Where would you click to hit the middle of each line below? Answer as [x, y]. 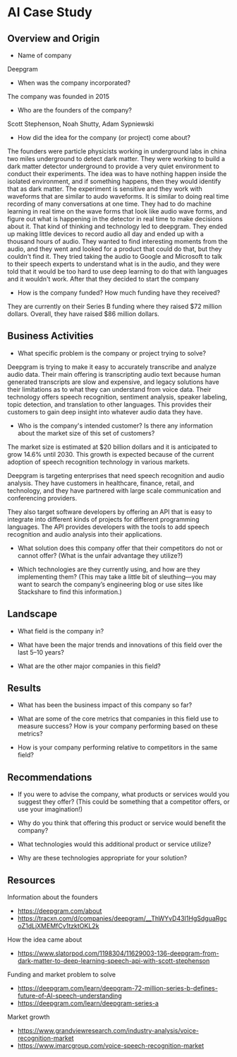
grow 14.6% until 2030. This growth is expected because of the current [111, 454]
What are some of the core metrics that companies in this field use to [118, 719]
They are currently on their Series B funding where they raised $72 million [115, 306]
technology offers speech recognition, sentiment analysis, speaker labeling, [117, 397]
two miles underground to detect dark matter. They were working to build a [116, 159]
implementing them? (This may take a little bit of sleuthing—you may [117, 576]
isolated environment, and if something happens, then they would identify [114, 181]
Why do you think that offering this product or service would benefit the [122, 823]
